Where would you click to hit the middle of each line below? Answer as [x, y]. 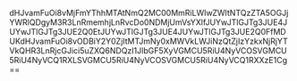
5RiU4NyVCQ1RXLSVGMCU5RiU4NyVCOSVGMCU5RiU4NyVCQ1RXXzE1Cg [148, 60]
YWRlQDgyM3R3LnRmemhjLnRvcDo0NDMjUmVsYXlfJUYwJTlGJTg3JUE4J [148, 22]
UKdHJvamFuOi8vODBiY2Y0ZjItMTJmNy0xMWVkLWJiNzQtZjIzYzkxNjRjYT [148, 41]
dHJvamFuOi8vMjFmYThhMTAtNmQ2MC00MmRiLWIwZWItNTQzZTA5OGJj [149, 13]
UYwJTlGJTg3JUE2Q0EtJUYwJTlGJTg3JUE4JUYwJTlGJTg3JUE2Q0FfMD [148, 32]
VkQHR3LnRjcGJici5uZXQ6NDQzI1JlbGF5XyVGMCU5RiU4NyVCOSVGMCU [148, 51]
